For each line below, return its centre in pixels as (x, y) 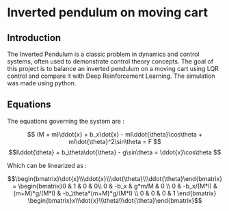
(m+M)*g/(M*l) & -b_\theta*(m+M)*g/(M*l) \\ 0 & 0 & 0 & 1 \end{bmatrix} (115, 193)
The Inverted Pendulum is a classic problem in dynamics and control (103, 54)
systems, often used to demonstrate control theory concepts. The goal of (110, 61)
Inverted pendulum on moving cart (108, 13)
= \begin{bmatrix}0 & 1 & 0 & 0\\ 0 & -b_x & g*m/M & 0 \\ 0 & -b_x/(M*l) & (115, 186)
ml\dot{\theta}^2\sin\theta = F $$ (115, 141)
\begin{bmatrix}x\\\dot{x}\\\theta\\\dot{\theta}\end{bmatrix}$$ (115, 200)
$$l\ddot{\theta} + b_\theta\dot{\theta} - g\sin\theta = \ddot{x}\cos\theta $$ (115, 152)
